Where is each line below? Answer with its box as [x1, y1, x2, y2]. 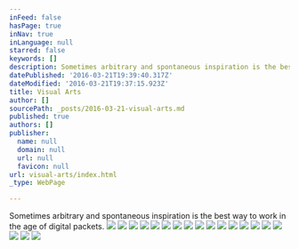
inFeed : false [9, 12, 62, 22]
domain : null [17, 145, 66, 154]
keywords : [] [9, 54, 58, 63]
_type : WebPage [9, 179, 66, 188]
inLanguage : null [9, 37, 74, 47]
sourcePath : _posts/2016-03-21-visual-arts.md [9, 104, 185, 113]
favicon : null [17, 162, 69, 171]
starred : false [9, 46, 66, 55]
